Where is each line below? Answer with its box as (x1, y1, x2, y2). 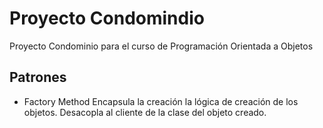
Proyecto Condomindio (9, 7, 205, 30)
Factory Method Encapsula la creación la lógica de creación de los (23, 95, 299, 107)
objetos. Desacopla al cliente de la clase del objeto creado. (23, 106, 267, 118)
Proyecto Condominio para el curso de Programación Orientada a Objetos (9, 40, 314, 52)
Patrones (9, 69, 67, 86)
